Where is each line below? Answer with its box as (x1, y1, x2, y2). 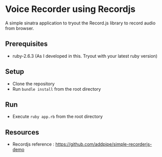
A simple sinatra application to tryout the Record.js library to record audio (5, 20, 156, 26)
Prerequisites (5, 40, 48, 48)
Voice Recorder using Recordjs (5, 3, 136, 15)
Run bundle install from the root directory (12, 86, 101, 92)
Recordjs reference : (12, 141, 55, 148)
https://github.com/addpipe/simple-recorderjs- (55, 141, 152, 148)
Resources (5, 128, 39, 137)
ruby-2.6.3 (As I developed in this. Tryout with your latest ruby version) (12, 53, 158, 59)
